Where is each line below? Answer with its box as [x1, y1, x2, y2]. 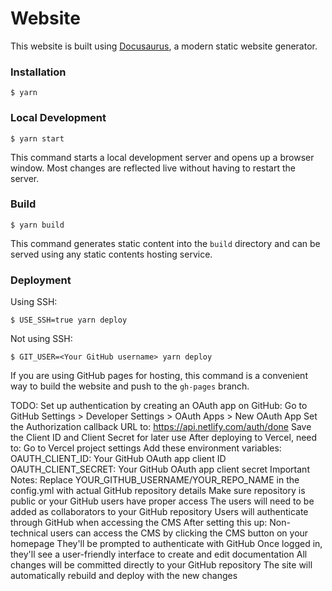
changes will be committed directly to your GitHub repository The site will [10, 559, 313, 571]
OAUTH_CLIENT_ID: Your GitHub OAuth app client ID [10, 453, 227, 465]
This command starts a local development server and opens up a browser [10, 151, 315, 163]
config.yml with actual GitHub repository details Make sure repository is [10, 485, 306, 497]
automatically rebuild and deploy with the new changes [10, 570, 238, 582]
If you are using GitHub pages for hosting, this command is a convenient [10, 370, 308, 382]
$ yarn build [10, 220, 65, 230]
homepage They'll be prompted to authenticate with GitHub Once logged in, [10, 538, 323, 550]
